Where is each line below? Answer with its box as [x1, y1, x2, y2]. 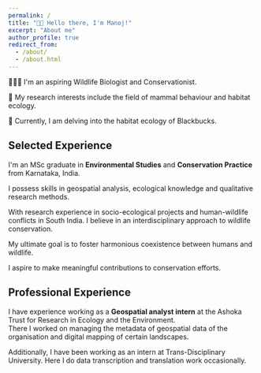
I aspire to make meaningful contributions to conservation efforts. [8, 263, 222, 272]
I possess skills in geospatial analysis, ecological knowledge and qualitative [8, 183, 254, 193]
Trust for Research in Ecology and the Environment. [8, 315, 176, 324]
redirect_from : [8, 41, 58, 49]
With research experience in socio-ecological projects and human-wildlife [8, 207, 248, 217]
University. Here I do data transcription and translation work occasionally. [8, 356, 247, 365]
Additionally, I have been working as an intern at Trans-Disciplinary [8, 347, 226, 356]
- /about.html [15, 56, 62, 64]
